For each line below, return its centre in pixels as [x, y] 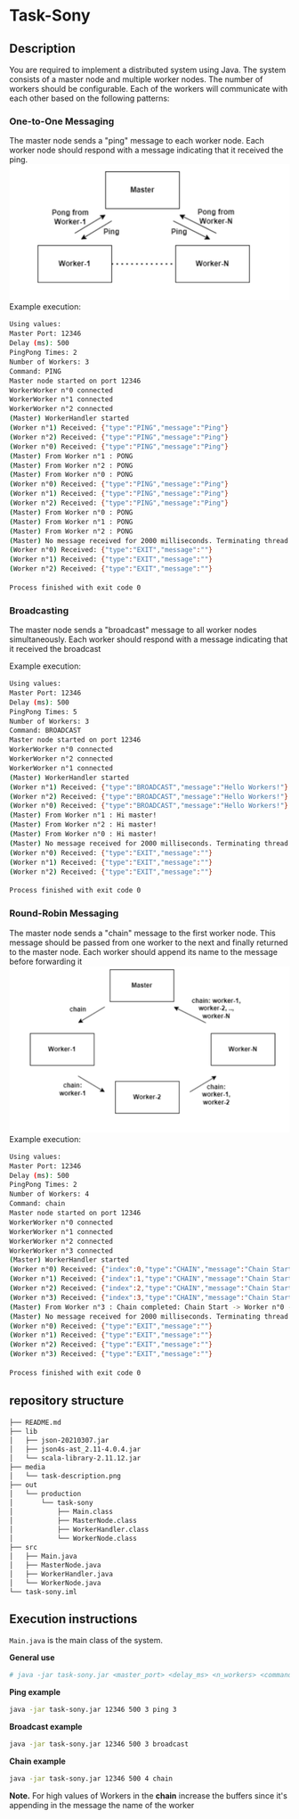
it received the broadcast [55, 649]
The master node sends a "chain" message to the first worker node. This [142, 933]
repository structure [67, 1401]
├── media [28, 1467]
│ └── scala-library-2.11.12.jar [75, 1458]
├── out [24, 1485]
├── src [24, 1547]
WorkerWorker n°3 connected [61, 1251]
